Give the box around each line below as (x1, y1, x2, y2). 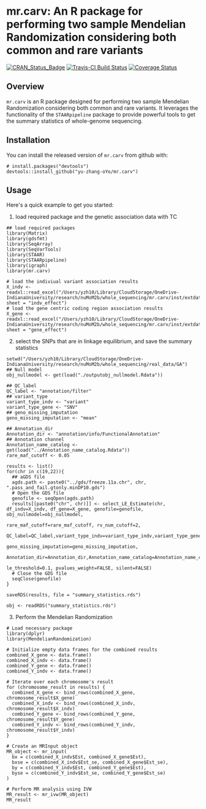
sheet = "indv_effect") (6, 300, 67, 306)
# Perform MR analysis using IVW (6, 786, 92, 792)
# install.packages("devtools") (6, 163, 89, 169)
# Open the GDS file (12, 490, 64, 496)
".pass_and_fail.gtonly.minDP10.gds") (6, 485, 105, 491)
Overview (6, 82, 45, 92)
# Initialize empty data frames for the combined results (6, 647, 158, 653)
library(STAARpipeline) (6, 257, 67, 264)
